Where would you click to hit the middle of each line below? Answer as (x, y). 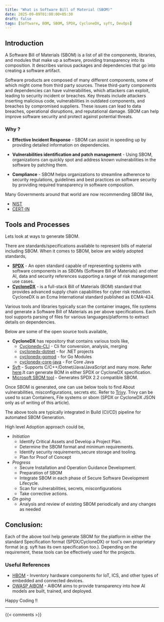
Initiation (21, 436)
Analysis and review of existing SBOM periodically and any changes (88, 504)
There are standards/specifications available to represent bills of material (79, 246)
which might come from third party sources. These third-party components (81, 85)
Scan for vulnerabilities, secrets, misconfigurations (71, 489)
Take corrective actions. (44, 494)
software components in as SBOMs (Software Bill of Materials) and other (85, 271)
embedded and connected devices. (48, 581)
